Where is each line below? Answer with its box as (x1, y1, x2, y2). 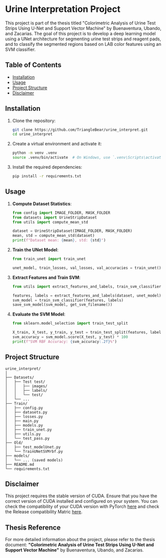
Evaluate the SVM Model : (12, 311, 66, 317)
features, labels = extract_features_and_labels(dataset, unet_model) (12, 293, 162, 298)
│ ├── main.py (5, 418, 39, 424)
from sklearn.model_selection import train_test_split (12, 321, 128, 326)
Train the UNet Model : (12, 247, 58, 252)
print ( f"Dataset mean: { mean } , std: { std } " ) (12, 238, 106, 243)
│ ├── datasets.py (5, 410, 48, 415)
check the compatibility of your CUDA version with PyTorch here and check (5, 504, 160, 510)
